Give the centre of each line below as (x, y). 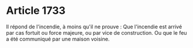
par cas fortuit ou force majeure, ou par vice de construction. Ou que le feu (96, 32)
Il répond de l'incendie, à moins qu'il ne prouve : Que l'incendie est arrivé (94, 27)
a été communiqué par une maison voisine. (58, 39)
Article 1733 (36, 11)
